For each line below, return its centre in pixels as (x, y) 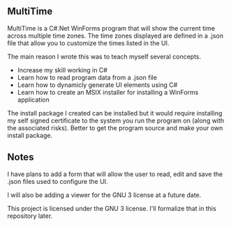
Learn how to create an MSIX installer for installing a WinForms (108, 92)
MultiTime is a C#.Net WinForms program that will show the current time (111, 28)
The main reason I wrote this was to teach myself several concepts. (104, 56)
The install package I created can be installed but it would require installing (115, 113)
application (33, 100)
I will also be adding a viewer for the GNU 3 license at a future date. (104, 195)
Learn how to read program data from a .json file (87, 77)
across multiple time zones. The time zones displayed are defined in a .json (115, 36)
